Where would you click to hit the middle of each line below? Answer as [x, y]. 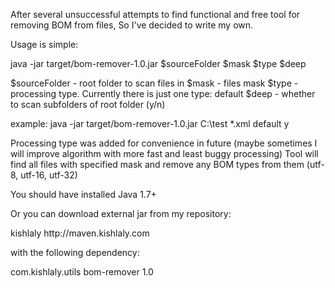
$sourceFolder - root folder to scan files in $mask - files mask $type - [154, 83]
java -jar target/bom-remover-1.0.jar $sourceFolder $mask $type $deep [158, 63]
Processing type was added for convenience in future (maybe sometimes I [164, 143]
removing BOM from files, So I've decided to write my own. [132, 25]
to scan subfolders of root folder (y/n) [88, 104]
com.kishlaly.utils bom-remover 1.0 [82, 272]
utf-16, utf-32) [49, 175]
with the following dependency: [75, 252]
